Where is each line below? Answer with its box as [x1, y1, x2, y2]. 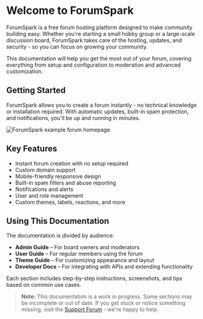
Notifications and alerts [15, 186, 74, 193]
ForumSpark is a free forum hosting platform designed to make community [6, 24, 193, 31]
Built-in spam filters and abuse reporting [15, 179, 116, 186]
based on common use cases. [6, 281, 82, 289]
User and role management [15, 192, 84, 199]
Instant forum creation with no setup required [15, 159, 128, 167]
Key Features [6, 144, 58, 154]
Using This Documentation [6, 216, 110, 226]
